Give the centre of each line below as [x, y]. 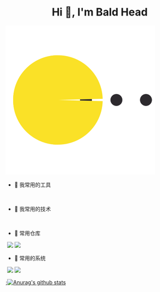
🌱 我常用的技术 [33, 209]
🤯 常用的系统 [30, 258]
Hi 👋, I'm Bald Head [100, 12]
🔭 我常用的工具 [33, 185]
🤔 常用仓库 [27, 233]
